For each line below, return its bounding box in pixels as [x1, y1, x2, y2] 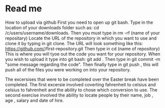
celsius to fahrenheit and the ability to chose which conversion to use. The [5, 87, 158, 93]
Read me [5, 3, 42, 14]
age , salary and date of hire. [5, 97, 64, 103]
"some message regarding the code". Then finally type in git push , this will [5, 61, 159, 67]
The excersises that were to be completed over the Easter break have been [5, 76, 159, 82]
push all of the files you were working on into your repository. [5, 66, 131, 72]
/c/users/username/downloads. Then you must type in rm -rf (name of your [5, 30, 160, 36]
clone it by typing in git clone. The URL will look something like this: [5, 40, 143, 46]
